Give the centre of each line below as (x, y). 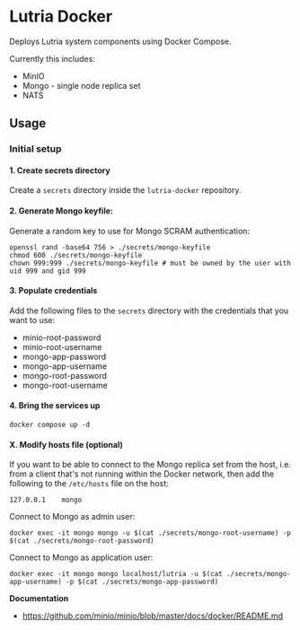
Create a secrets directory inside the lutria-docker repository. (125, 190)
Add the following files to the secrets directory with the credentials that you (149, 311)
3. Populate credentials (53, 291)
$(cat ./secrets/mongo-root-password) (82, 541)
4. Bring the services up (55, 406)
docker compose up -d (50, 425)
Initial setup (35, 149)
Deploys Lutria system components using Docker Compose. (120, 41)
